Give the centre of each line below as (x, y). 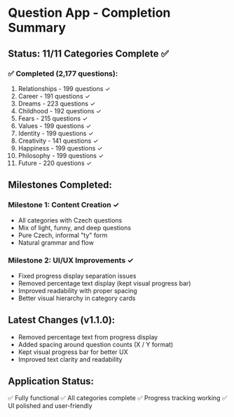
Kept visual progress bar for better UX (73, 352)
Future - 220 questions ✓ (55, 163)
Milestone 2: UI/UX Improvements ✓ (71, 260)
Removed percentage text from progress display (88, 337)
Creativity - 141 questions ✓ (58, 141)
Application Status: (51, 382)
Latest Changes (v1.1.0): (62, 320)
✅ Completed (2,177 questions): (63, 73)
